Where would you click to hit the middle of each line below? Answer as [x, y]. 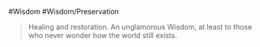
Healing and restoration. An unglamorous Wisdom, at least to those [140, 27]
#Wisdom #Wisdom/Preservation [64, 12]
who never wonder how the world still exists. [102, 35]
